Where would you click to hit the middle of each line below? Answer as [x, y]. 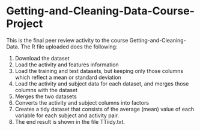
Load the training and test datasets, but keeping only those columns [99, 71]
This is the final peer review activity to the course [67, 40]
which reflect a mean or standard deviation [68, 77]
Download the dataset [42, 58]
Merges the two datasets [46, 96]
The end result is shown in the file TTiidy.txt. [70, 121]
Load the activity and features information [67, 65]
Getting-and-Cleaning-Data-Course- [101, 11]
